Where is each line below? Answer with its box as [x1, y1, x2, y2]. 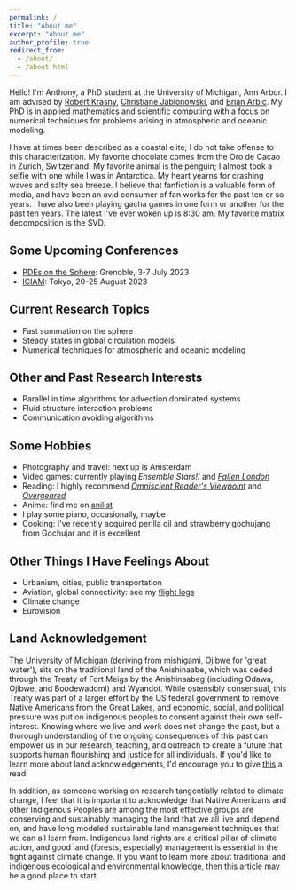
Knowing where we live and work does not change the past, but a [41, 720, 281, 731]
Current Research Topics [9, 302, 151, 317]
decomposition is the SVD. [9, 217, 106, 227]
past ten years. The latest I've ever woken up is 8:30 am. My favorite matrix [9, 208, 285, 219]
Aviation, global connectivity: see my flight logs [21, 586, 195, 597]
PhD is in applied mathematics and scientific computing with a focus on [9, 106, 270, 116]
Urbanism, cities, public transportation [21, 576, 162, 587]
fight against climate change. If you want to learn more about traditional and [9, 851, 286, 862]
